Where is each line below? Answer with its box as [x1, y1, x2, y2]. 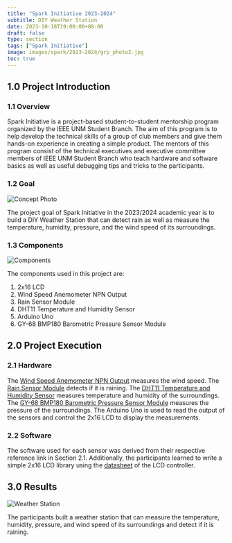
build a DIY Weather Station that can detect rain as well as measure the [7, 216, 210, 224]
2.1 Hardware [7, 361, 52, 370]
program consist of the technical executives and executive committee [7, 147, 206, 155]
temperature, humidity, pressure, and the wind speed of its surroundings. [7, 223, 216, 231]
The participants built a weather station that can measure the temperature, [7, 512, 220, 521]
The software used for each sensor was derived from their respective [7, 447, 206, 455]
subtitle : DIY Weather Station [7, 17, 98, 24]
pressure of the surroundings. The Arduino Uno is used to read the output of [7, 406, 225, 414]
